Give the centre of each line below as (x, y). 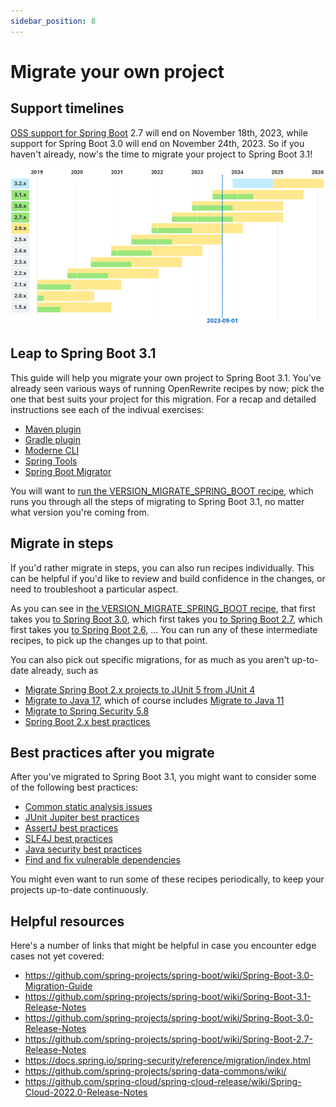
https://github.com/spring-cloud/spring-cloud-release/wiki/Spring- (163, 1082)
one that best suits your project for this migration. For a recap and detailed (163, 399)
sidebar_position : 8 (53, 21)
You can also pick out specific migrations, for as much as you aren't (150, 659)
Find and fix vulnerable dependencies (102, 860)
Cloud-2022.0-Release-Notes (86, 1092)
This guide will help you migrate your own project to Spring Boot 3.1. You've (166, 377)
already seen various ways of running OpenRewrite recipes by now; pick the (167, 388)
